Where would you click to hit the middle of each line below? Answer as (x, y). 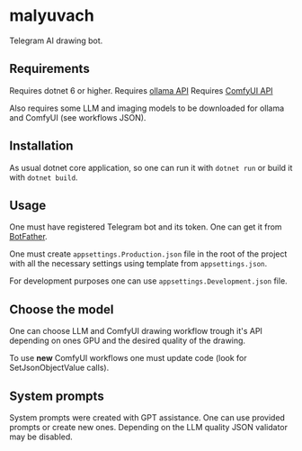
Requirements (49, 69)
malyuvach (52, 16)
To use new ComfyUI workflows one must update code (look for (128, 358)
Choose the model (62, 309)
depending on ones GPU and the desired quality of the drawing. (127, 341)
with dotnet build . (44, 177)
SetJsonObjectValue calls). (59, 368)
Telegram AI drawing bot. (56, 41)
